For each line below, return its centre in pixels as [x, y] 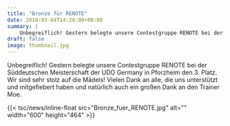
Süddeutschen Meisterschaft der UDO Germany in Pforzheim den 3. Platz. [112, 72]
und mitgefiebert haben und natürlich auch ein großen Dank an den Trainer [114, 87]
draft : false [26, 39]
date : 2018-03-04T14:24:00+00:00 [55, 20]
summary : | [23, 26]
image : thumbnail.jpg [38, 45]
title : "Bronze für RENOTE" [48, 13]
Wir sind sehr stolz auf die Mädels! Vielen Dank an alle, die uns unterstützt [113, 80]
